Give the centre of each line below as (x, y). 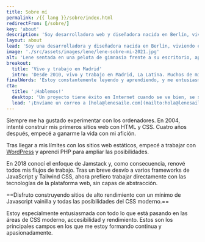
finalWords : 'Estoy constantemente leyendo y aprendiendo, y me (90, 80)
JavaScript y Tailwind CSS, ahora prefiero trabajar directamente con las (96, 176)
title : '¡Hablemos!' (38, 92)
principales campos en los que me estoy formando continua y (84, 226)
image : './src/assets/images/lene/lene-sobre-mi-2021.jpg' (83, 52)
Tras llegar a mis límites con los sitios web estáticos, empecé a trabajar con (101, 145)
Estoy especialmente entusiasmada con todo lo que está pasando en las (97, 213)
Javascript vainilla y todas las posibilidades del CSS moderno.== (88, 201)
